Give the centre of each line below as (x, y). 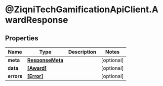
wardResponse (37, 20)
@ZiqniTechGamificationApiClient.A (82, 10)
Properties (22, 38)
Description (82, 52)
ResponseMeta (45, 60)
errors (15, 76)
